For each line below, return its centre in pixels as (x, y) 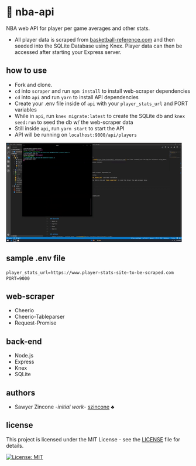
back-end (24, 341)
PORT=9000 (18, 278)
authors (21, 393)
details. (15, 445)
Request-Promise (35, 323)
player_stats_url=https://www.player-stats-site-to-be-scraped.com (90, 272)
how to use (27, 71)
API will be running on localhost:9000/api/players (76, 134)
